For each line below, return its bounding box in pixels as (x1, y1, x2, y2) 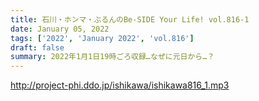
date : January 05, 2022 (10, 24, 110, 34)
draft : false (10, 42, 65, 53)
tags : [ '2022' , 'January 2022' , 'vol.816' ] (10, 33, 195, 43)
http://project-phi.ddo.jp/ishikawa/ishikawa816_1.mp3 (10, 79, 230, 91)
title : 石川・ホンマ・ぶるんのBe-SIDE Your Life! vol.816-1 (10, 14, 250, 25)
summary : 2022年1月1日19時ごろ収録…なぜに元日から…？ (10, 52, 215, 62)
